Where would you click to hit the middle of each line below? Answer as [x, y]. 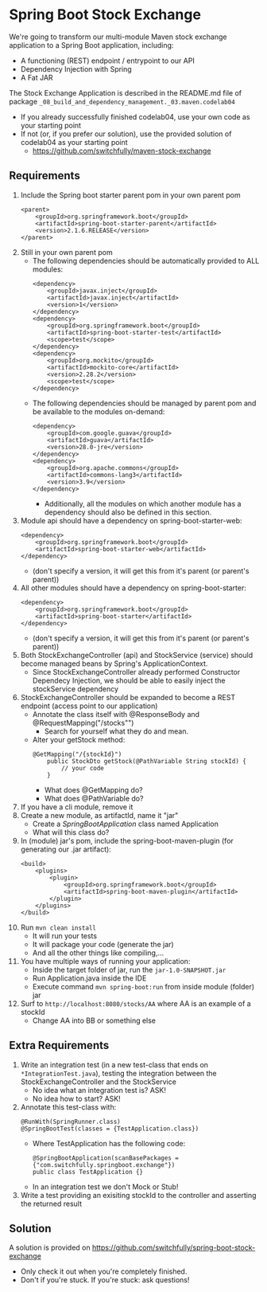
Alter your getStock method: [79, 739]
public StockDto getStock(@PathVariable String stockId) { [147, 761]
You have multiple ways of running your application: [105, 961]
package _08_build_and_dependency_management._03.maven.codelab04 [122, 101]
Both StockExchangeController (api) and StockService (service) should [137, 655]
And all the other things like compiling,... [98, 953]
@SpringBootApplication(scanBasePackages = [106, 1158]
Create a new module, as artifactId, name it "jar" [99, 815]
